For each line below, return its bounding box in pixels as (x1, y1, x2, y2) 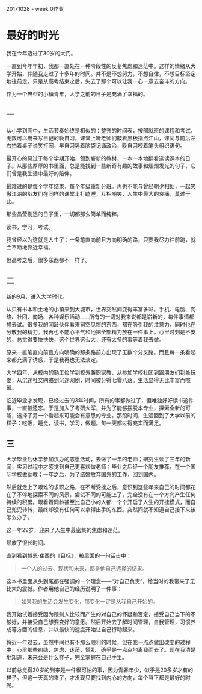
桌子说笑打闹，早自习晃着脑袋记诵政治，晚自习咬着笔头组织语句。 (22, 142, 185, 149)
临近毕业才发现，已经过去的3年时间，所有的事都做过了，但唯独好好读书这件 (6, 396, 194, 404)
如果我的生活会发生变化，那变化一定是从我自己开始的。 (20, 598, 158, 605)
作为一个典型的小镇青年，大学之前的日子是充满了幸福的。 (6, 90, 148, 98)
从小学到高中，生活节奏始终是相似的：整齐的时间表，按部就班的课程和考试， (6, 127, 196, 134)
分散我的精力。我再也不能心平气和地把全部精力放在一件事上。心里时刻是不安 (6, 328, 196, 336)
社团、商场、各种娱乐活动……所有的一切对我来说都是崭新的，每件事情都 (16, 313, 195, 320)
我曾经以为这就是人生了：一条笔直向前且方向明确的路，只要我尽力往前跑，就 (6, 236, 196, 243)
